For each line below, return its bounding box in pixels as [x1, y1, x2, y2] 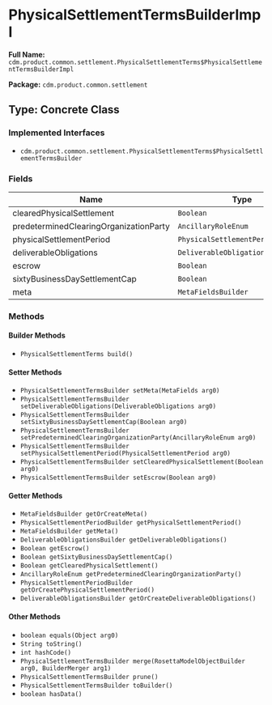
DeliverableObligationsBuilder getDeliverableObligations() [19, 536, 227, 544]
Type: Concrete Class [8, 103, 120, 117]
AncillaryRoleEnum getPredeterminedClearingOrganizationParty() [19, 571, 242, 579]
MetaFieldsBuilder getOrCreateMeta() [19, 510, 148, 519]
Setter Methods [8, 367, 62, 377]
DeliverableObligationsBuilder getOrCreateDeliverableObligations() [19, 595, 257, 603]
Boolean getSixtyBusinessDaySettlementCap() [19, 553, 173, 562]
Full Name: [8, 49, 45, 59]
